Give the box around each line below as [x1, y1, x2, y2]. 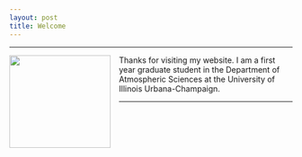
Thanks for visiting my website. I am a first [119, 55, 276, 65]
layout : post [9, 13, 58, 22]
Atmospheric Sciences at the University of [119, 74, 276, 84]
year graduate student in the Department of [119, 64, 280, 74]
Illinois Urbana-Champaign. [119, 83, 220, 94]
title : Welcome [9, 22, 67, 31]
